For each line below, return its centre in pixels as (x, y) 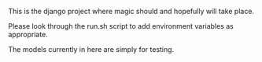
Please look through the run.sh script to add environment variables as (121, 26)
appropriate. (28, 34)
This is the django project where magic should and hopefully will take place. (131, 11)
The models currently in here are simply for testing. (91, 49)
